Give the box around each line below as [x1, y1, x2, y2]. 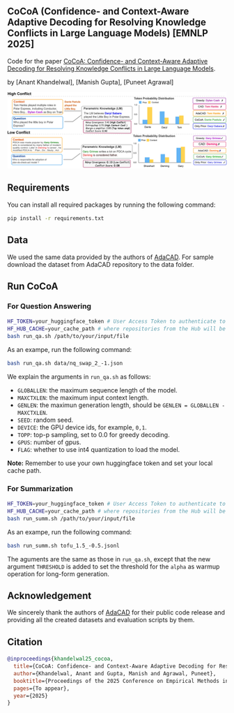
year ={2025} [13, 692, 49, 699]
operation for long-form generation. [7, 569, 110, 578]
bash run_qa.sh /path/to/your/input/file [7, 332, 130, 339]
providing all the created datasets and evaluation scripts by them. [7, 616, 195, 624]
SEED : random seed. [17, 416, 74, 424]
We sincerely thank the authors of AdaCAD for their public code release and [7, 608, 225, 617]
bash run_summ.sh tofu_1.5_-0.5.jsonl [7, 542, 120, 549]
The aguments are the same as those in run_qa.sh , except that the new [7, 554, 211, 563]
